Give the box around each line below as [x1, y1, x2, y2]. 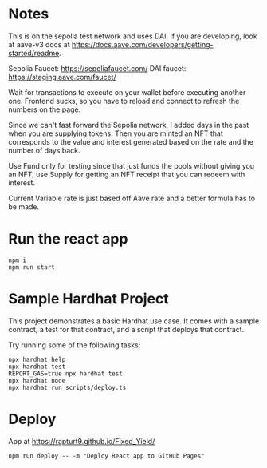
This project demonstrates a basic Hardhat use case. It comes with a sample [8, 316, 260, 326]
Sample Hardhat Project [8, 290, 169, 308]
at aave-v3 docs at [8, 39, 70, 49]
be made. [8, 201, 40, 212]
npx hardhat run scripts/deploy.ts [8, 383, 127, 391]
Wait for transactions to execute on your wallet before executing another [8, 87, 246, 97]
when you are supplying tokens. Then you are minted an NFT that [8, 129, 223, 138]
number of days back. [8, 145, 80, 155]
